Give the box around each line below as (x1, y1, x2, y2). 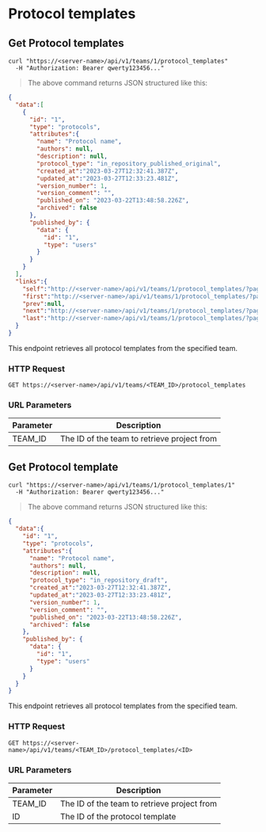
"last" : (22, 315, 47, 322)
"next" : (22, 307, 47, 315)
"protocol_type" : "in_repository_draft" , (28, 576, 169, 585)
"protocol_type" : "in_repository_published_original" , (36, 159, 222, 167)
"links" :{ (15, 277, 47, 285)
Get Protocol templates (8, 36, 124, 50)
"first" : (22, 292, 51, 300)
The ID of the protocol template (59, 811, 177, 822)
